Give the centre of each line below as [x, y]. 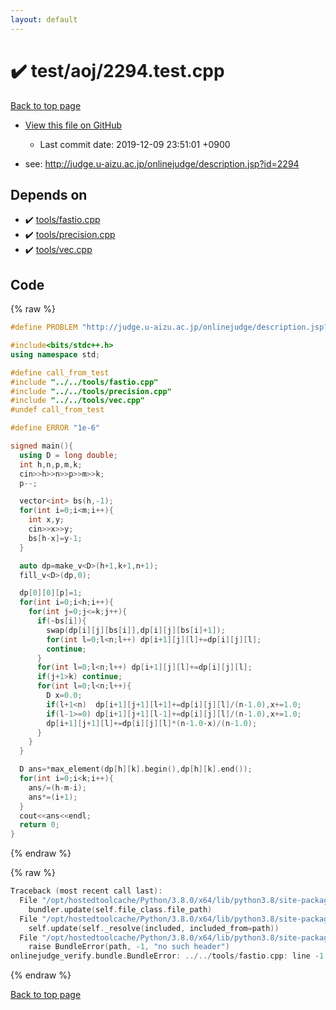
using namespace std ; [55, 354]
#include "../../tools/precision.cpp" [91, 391]
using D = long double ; [68, 455]
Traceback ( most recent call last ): [86, 891]
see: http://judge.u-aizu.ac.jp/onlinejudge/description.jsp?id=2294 [162, 163]
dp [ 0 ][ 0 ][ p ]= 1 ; [51, 593]
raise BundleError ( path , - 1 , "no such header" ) [129, 947]
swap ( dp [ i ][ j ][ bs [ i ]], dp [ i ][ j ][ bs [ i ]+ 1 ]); [136, 630]
